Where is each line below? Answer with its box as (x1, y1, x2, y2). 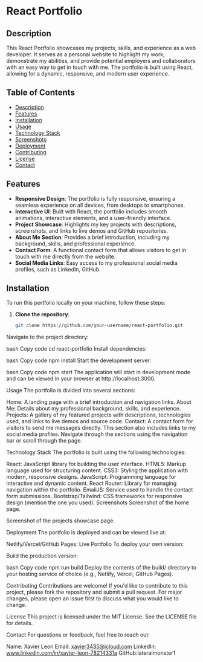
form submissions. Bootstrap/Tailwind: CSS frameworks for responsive (6, 493, 182, 500)
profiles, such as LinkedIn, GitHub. (14, 265, 101, 273)
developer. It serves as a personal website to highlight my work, (6, 51, 165, 58)
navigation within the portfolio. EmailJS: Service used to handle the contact (6, 486, 193, 493)
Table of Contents (6, 88, 76, 98)
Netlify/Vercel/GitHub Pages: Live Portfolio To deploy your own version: (6, 540, 184, 548)
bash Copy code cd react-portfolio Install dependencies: (6, 345, 147, 352)
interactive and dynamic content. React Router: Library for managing (6, 479, 177, 487)
